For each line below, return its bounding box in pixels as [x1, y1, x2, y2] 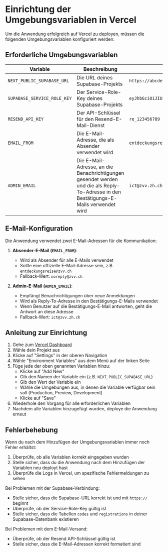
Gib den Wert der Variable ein [19, 379, 81, 385]
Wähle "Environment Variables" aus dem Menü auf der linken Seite [12, 358, 150, 364]
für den [76, 116, 94, 123]
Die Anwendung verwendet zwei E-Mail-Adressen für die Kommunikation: [5, 238, 157, 244]
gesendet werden [76, 176, 118, 183]
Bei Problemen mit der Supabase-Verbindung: [5, 485, 100, 491]
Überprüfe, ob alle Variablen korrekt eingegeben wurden [12, 454, 129, 460]
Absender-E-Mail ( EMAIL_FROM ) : [12, 247, 77, 253]
